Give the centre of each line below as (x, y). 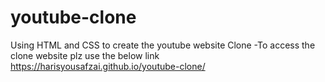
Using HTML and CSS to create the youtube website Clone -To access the (163, 45)
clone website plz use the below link (85, 55)
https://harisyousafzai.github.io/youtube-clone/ (108, 66)
